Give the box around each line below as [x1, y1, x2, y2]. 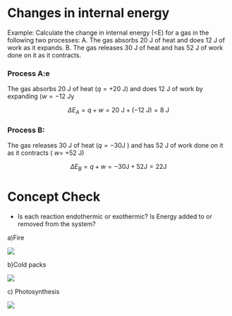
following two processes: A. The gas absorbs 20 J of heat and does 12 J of [7, 35, 226, 44]
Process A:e [7, 69, 50, 78]
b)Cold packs [7, 260, 47, 269]
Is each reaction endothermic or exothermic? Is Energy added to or [17, 212, 213, 221]
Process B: [7, 125, 45, 135]
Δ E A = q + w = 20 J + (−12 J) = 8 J [68, 106, 169, 116]
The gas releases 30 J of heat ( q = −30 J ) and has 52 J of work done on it [7, 141, 224, 150]
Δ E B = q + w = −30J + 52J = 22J [70, 163, 167, 172]
